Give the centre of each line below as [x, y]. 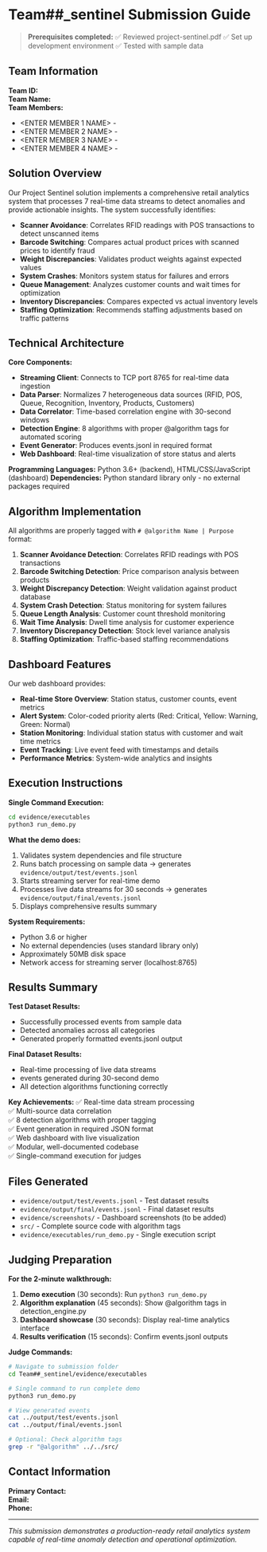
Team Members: [36, 107]
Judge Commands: [41, 1352]
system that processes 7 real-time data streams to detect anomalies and [127, 201]
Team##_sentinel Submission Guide [130, 15]
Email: [19, 1499]
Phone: [21, 1507]
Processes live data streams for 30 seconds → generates [114, 889]
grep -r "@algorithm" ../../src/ [64, 1447]
